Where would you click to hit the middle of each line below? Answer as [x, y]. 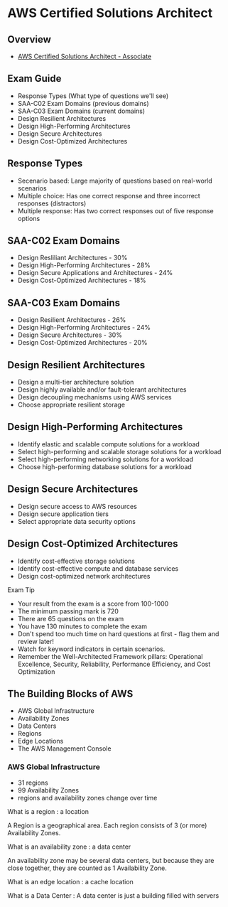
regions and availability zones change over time [87, 798]
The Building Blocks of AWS [70, 693]
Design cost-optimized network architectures [84, 576]
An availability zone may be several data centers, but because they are [111, 860]
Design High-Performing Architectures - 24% [84, 328]
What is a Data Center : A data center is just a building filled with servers [113, 895]
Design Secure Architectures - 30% [70, 335]
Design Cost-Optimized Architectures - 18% [82, 280]
